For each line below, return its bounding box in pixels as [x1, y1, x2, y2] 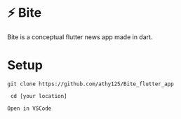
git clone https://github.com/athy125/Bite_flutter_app [7, 80, 174, 87]
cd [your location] [10, 92, 68, 99]
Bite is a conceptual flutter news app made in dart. [7, 32, 153, 41]
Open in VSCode [7, 105, 52, 112]
